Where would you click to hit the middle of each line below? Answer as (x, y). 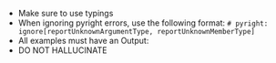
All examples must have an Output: (83, 41)
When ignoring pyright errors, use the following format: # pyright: (143, 23)
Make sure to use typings (66, 13)
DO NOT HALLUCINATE (62, 50)
